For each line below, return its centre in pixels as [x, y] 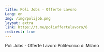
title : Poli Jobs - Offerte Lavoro [41, 9]
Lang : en [14, 14]
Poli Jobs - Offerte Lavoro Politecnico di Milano [52, 45]
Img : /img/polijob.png [28, 18]
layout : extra [19, 23]
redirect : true [20, 32]
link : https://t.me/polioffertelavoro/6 [46, 27]
